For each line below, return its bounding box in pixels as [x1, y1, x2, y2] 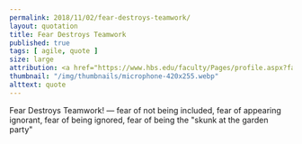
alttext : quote [9, 80, 67, 89]
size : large [9, 55, 54, 64]
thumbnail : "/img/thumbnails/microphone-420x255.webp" [9, 72, 219, 81]
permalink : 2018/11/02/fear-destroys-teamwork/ [9, 13, 191, 22]
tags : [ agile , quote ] [9, 47, 99, 56]
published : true [9, 38, 70, 48]
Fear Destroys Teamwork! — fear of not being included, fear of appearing [9, 104, 281, 115]
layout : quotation [9, 22, 78, 31]
